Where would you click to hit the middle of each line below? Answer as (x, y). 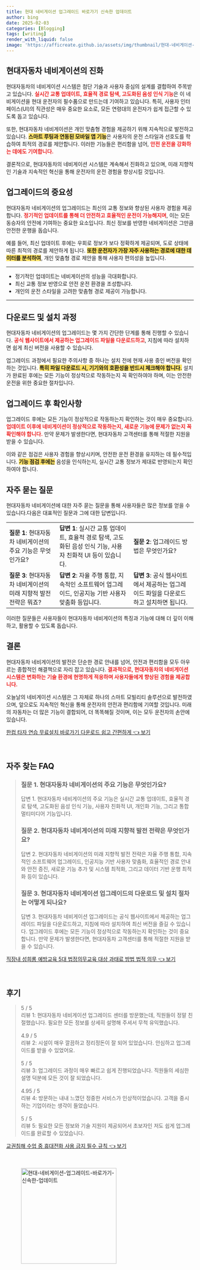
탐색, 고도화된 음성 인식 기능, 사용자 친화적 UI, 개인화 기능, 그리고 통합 (108, 806)
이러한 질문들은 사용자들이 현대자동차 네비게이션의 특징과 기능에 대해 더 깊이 (94, 618)
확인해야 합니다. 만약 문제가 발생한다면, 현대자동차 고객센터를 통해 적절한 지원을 (98, 434)
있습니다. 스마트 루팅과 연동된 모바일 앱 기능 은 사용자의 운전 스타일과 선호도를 (95, 136)
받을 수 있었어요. (56, 1050)
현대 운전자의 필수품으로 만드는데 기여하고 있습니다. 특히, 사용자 (106, 101)
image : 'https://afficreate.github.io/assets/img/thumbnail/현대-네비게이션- (101, 45)
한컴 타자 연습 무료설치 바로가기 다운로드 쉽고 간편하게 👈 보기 (78, 732)
